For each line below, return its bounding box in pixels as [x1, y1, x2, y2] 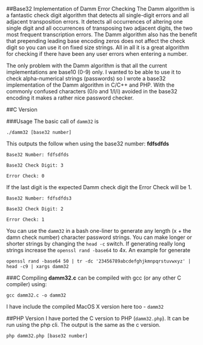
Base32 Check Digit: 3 [6, 162, 64, 169]
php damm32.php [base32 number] [6, 333, 88, 339]
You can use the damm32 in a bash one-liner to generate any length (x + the [6, 227, 191, 234]
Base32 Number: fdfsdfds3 [6, 195, 72, 201]
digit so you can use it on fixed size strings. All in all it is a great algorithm [6, 44, 190, 51]
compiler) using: [6, 281, 47, 287]
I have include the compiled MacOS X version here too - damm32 [6, 303, 164, 310]
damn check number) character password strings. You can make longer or [6, 233, 192, 241]
